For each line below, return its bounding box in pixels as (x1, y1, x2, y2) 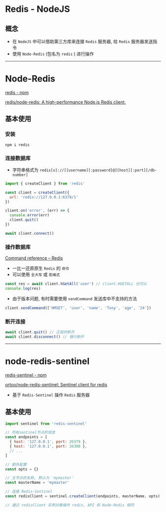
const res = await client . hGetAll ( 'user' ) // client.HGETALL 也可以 (5, 281, 147, 287)
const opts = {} (5, 466, 39, 471)
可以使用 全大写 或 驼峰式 (12, 271, 60, 278)
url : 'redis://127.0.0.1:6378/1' (9, 195, 79, 200)
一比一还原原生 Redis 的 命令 (12, 265, 70, 271)
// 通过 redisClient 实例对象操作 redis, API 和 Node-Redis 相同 (5, 503, 134, 508)
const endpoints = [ (5, 435, 48, 440)
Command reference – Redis (5, 255, 63, 261)
